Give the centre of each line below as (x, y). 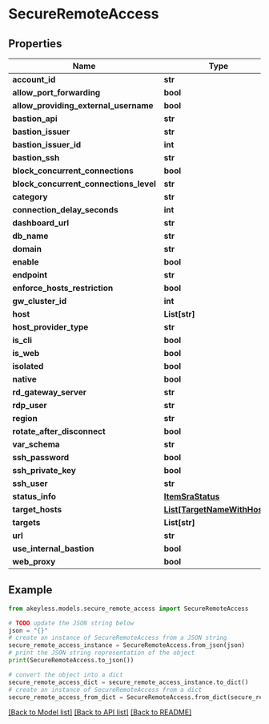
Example (30, 590)
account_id (34, 79)
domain (27, 249)
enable (26, 262)
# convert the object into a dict (66, 674)
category (30, 197)
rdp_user (30, 405)
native (25, 379)
